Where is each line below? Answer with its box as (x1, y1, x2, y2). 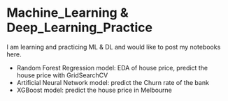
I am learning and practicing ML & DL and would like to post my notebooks (6, 42, 221, 51)
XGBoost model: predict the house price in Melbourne (16, 86, 173, 94)
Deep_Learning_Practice (6, 20, 153, 36)
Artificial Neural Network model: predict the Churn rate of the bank (16, 78, 209, 86)
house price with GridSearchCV (16, 71, 108, 79)
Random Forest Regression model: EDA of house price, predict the (16, 63, 208, 72)
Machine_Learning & (6, 5, 129, 21)
